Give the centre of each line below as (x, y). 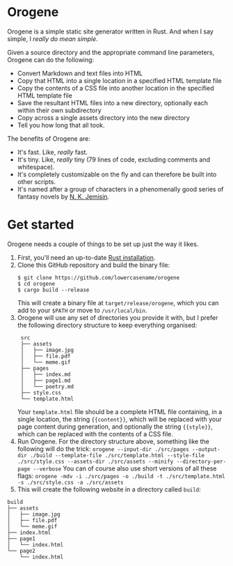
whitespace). (36, 167)
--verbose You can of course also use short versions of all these (125, 468)
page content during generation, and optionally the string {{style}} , (115, 427)
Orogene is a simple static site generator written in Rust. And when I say (111, 31)
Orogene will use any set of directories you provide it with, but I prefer (118, 317)
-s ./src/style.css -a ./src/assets (70, 482)
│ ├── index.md (46, 374)
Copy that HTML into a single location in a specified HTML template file (119, 80)
